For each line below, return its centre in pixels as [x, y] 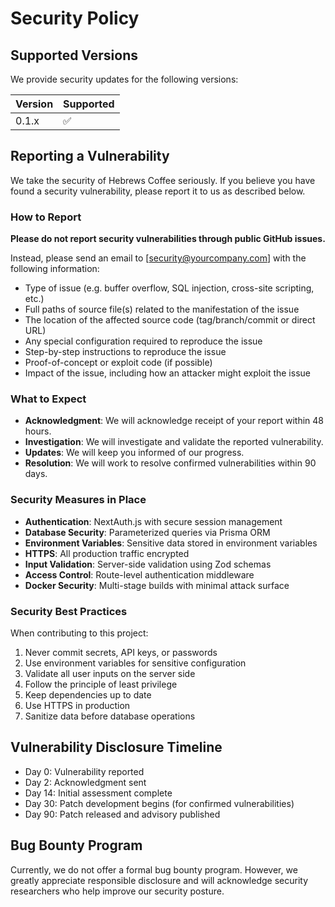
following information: [55, 269]
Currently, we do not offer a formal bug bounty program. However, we [154, 869]
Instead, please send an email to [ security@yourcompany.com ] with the [158, 258]
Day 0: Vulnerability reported [84, 771]
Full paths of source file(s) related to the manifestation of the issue [162, 309]
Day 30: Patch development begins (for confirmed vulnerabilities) [159, 803]
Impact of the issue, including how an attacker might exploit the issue [167, 373]
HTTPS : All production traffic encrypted [107, 553]
